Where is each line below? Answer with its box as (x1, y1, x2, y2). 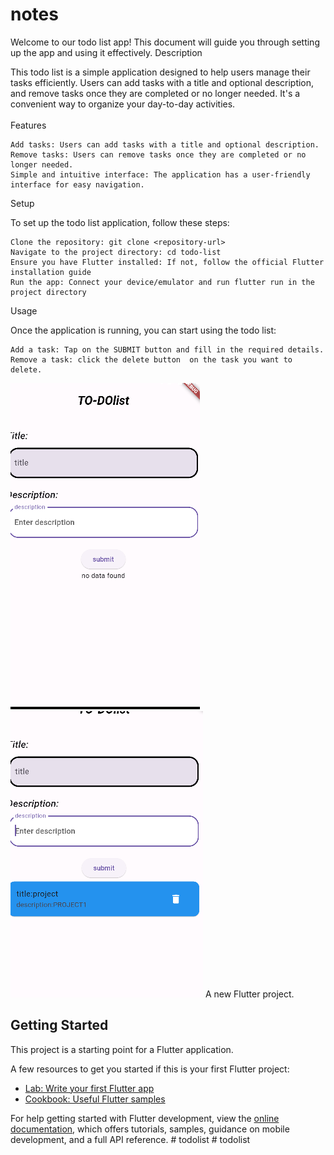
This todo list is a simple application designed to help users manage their (10, 66, 311, 78)
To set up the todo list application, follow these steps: (10, 216, 230, 228)
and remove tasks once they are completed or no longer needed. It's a (10, 87, 301, 99)
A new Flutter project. (204, 988, 295, 1000)
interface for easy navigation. (10, 179, 145, 190)
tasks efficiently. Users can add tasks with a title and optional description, (10, 76, 315, 88)
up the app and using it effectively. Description (10, 46, 203, 58)
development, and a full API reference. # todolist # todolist (10, 1133, 251, 1145)
